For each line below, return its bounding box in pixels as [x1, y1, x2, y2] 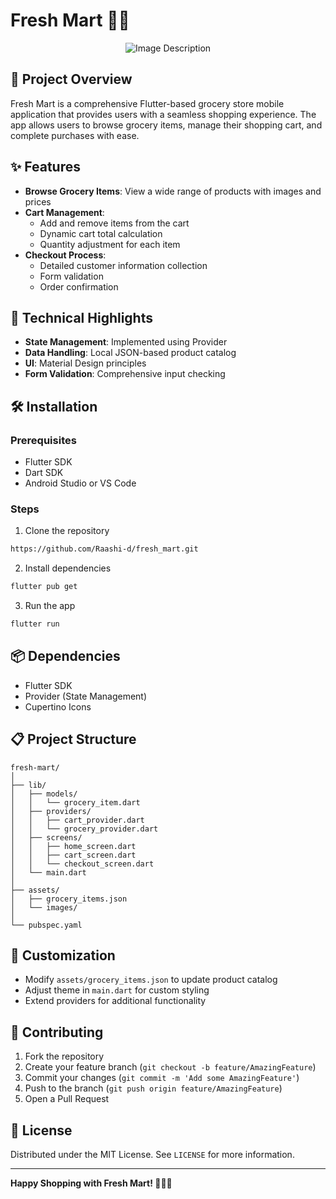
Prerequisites [10, 433, 77, 447]
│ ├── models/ [10, 789, 78, 799]
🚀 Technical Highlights [10, 309, 153, 326]
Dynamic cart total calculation [39, 227, 163, 239]
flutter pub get [10, 582, 78, 592]
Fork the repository [24, 1050, 105, 1063]
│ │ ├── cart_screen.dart [10, 850, 137, 860]
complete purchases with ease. [10, 129, 140, 141]
